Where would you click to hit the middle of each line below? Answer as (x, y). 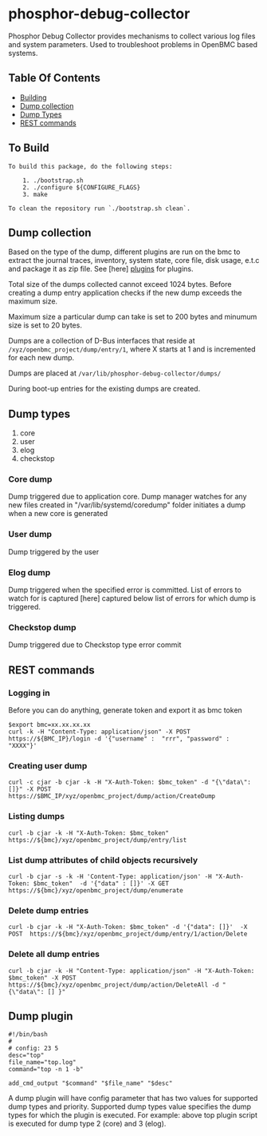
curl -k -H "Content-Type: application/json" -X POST (100, 732)
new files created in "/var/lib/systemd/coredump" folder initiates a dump (127, 505)
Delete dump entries (49, 910)
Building (33, 97)
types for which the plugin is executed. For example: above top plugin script (133, 1115)
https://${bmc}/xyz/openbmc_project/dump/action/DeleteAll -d (114, 985)
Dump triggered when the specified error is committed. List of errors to (125, 590)
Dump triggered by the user (54, 551)
